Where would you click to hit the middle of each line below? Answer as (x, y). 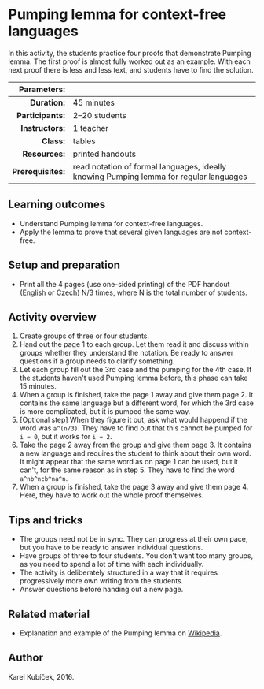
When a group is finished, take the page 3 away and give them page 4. (134, 487)
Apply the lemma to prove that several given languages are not (121, 232)
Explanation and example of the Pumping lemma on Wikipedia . (121, 633)
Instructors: (43, 128)
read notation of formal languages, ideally (149, 166)
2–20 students (100, 115)
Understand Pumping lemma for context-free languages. (111, 223)
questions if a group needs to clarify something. (97, 361)
